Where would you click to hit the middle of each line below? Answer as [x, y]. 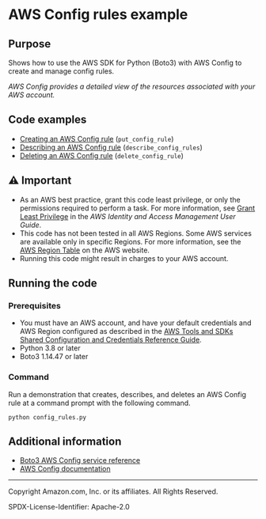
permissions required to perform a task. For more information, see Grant [137, 208]
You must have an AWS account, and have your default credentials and [135, 323]
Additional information [65, 441]
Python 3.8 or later [50, 348]
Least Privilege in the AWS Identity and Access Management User [127, 216]
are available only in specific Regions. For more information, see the [130, 241]
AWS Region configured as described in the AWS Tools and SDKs [126, 331]
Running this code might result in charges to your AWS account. [124, 258]
